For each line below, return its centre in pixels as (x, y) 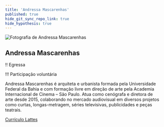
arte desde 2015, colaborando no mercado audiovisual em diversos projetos (82, 99)
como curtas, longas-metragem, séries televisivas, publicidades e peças (79, 105)
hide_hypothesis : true (28, 23)
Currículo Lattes (21, 120)
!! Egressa (15, 65)
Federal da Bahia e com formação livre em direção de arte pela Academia (80, 89)
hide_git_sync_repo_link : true (37, 19)
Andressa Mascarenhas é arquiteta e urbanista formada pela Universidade (81, 84)
